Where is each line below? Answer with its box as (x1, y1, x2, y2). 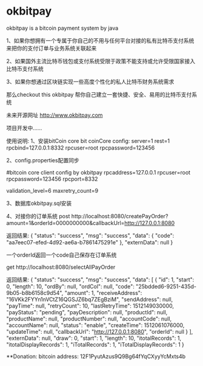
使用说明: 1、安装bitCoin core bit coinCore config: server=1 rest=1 (6, 137, 170, 144)
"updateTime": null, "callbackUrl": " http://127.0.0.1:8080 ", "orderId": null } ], (6, 328, 193, 335)
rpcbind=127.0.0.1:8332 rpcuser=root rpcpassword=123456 (6, 144, 155, 151)
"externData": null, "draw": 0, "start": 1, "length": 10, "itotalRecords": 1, (6, 334, 182, 342)
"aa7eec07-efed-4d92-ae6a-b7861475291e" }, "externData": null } (6, 238, 173, 246)
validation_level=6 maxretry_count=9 (6, 187, 99, 194)
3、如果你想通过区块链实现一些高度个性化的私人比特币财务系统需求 (6, 78, 175, 85)
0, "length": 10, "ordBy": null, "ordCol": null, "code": (6, 283, 135, 290)
